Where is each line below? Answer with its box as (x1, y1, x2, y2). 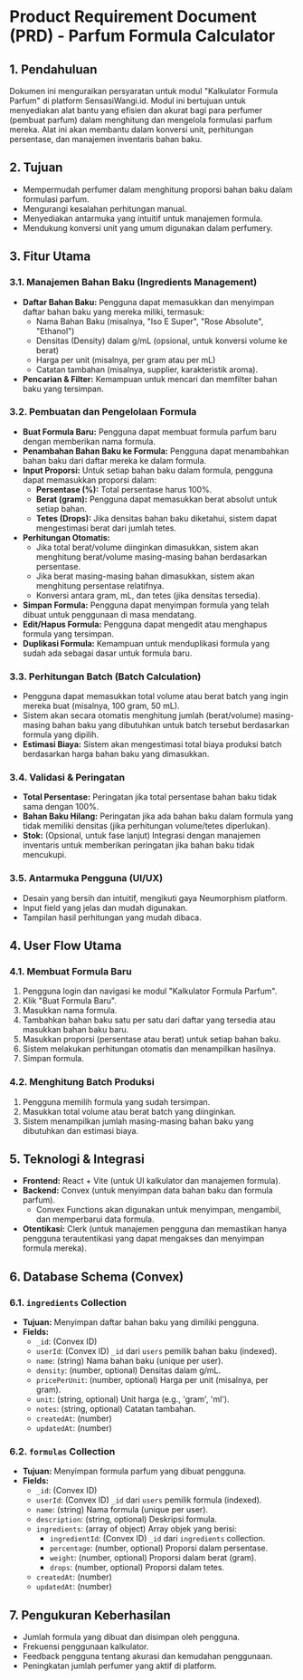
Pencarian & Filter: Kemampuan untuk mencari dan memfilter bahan (22, 373, 278, 384)
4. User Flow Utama (9, 938, 122, 954)
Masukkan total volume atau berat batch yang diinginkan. (22, 1106, 237, 1117)
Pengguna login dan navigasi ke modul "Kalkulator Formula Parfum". (22, 985, 278, 997)
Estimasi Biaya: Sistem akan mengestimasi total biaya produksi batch (22, 739, 282, 750)
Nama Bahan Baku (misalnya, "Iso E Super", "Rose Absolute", (35, 315, 264, 327)
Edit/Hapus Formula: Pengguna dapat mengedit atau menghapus (22, 619, 268, 629)
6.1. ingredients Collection (9, 1296, 128, 1309)
